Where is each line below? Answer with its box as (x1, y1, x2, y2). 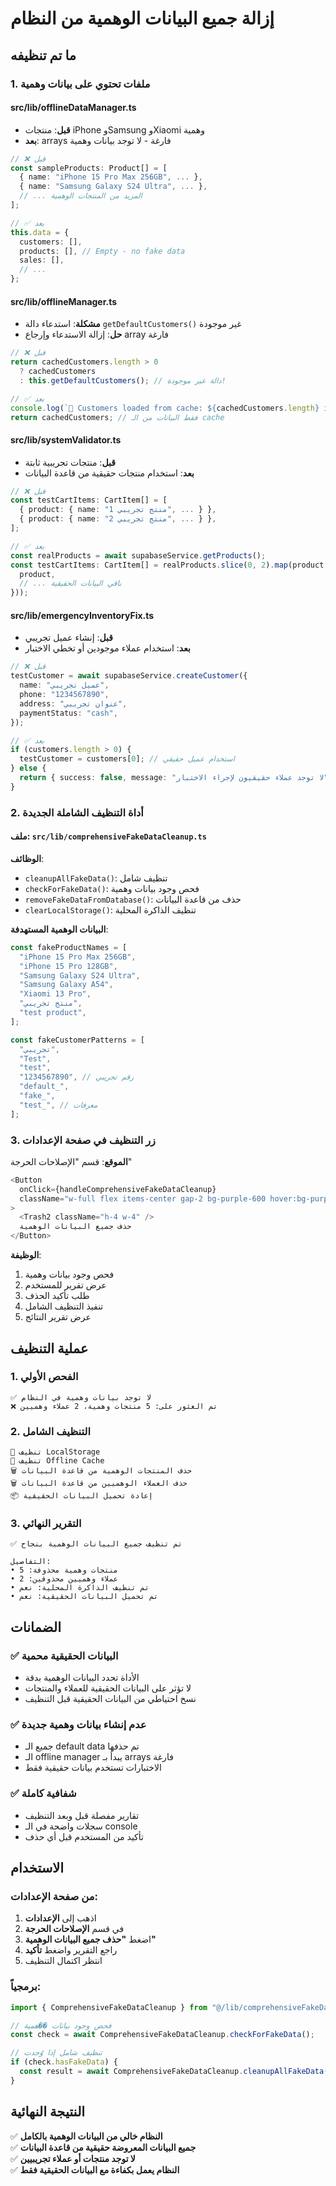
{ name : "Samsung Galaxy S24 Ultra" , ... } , (19, 182, 208, 192)
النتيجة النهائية (10, 2103, 86, 2121)
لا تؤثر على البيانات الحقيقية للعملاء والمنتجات (24, 1682, 192, 1694)
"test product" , (19, 1008, 87, 1018)
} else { (10, 763, 47, 774)
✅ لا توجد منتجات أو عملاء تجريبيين (10, 2152, 136, 2164)
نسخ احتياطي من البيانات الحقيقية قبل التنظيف (24, 1693, 197, 1705)
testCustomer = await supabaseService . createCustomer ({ (10, 671, 248, 681)
